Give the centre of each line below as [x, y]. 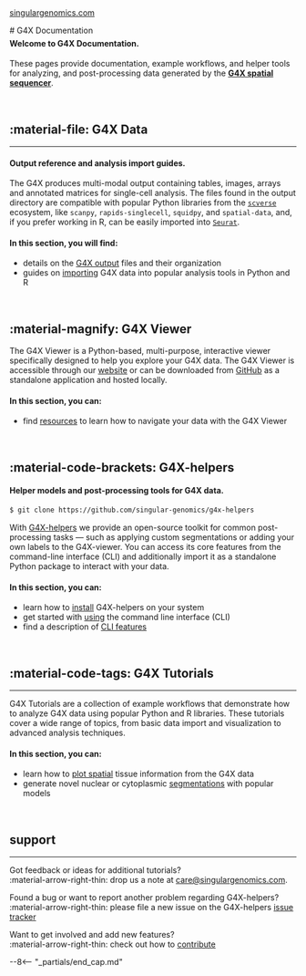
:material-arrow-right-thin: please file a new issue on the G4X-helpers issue [152, 907]
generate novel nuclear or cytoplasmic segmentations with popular [148, 784]
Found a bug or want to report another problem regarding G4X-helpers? [144, 897]
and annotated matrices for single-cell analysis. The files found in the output [153, 193]
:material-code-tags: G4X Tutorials [112, 673]
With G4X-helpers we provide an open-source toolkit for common [133, 527]
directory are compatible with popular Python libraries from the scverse [143, 202]
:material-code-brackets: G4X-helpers [122, 467]
